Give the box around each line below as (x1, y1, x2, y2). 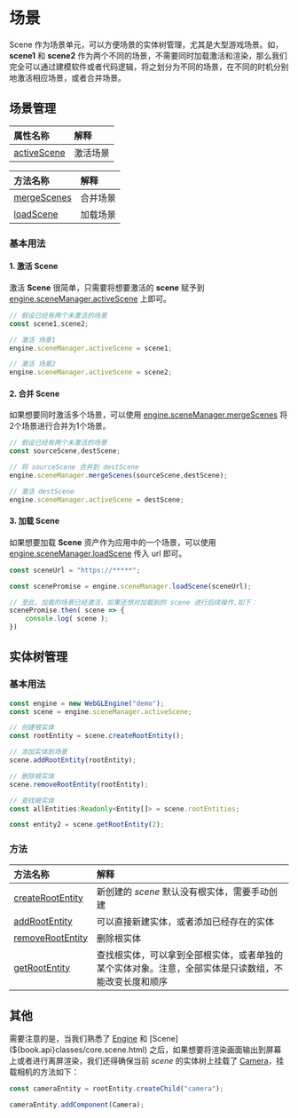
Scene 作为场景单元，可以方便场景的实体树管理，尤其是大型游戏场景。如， (9, 39, 284, 50)
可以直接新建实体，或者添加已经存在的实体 (96, 916, 275, 928)
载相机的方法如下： (9, 1066, 80, 1077)
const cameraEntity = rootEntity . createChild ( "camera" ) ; (9, 1084, 224, 1093)
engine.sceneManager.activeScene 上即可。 (9, 293, 171, 304)
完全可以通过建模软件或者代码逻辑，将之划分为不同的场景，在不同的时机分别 (9, 61, 289, 72)
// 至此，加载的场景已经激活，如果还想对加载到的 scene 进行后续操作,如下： (9, 598, 258, 607)
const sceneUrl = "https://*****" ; (9, 566, 141, 575)
